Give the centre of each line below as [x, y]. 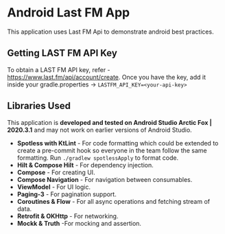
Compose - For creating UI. [56, 172]
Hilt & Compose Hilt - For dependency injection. [85, 165]
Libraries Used [39, 106]
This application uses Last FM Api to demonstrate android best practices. [110, 32]
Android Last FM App [69, 13]
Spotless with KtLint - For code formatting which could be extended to [118, 143]
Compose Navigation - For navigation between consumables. [105, 179]
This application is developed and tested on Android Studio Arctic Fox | [110, 122]
